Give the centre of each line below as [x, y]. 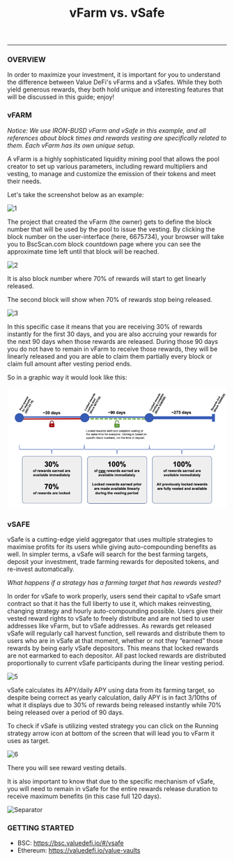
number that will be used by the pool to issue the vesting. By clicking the [111, 229]
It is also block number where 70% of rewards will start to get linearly [107, 278]
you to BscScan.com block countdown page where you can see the [104, 244]
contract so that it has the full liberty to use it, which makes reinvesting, [110, 604]
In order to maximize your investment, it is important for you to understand [114, 75]
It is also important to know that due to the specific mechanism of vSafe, [111, 781]
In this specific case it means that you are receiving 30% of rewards [105, 326]
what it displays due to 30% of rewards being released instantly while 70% [115, 705]
